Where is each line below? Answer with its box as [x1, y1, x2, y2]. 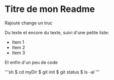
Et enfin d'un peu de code [4, 59, 58, 65]
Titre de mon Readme [4, 3, 95, 15]
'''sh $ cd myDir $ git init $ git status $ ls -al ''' [4, 69, 100, 75]
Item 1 [11, 39, 24, 45]
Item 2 [11, 44, 25, 50]
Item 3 [11, 50, 25, 56]
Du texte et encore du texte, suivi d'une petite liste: [4, 29, 110, 35]
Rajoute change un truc [4, 20, 53, 26]
